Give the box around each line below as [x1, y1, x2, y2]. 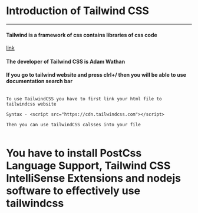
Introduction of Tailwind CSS [6, 4, 149, 18]
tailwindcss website [6, 101, 57, 107]
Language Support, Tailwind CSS [6, 159, 171, 172]
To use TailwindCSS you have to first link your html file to [6, 96, 162, 101]
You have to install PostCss [6, 146, 142, 160]
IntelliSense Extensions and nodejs [6, 172, 181, 185]
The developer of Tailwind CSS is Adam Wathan [6, 58, 126, 65]
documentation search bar [6, 78, 72, 85]
